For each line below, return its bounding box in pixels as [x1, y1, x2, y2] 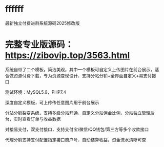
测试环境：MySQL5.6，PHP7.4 [5, 89, 67, 95]
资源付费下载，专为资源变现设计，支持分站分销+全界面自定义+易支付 [13, 72, 152, 79]
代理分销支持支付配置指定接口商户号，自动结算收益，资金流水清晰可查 [5, 137, 146, 143]
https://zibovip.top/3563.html [5, 50, 130, 61]
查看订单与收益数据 [21, 116, 61, 122]
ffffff [5, 3, 24, 15]
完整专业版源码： [5, 39, 74, 50]
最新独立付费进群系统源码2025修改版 [5, 20, 80, 26]
